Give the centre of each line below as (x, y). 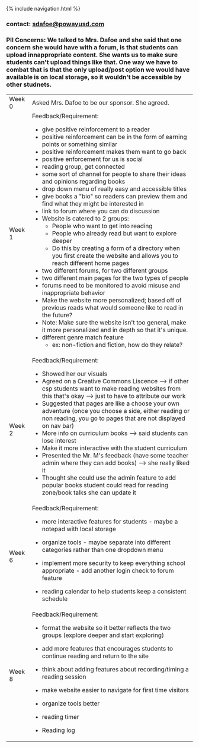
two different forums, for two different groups (105, 271)
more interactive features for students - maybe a (110, 522)
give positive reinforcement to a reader (96, 130)
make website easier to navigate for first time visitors (115, 690)
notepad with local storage (79, 529)
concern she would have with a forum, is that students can (92, 47)
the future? (57, 315)
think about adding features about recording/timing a (115, 670)
